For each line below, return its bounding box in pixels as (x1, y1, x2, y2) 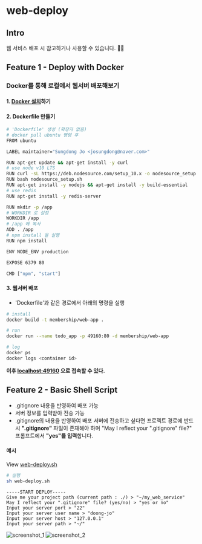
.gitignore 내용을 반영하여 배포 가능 (15, 401, 99, 409)
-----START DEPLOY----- (6, 489, 67, 495)
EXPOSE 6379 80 (6, 259, 45, 266)
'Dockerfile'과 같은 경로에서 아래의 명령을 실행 (15, 299, 125, 306)
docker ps (6, 350, 31, 356)
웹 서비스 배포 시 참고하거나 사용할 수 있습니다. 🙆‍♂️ (6, 45, 125, 51)
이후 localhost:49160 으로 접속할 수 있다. (6, 367, 105, 374)
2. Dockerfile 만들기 (6, 112, 56, 120)
